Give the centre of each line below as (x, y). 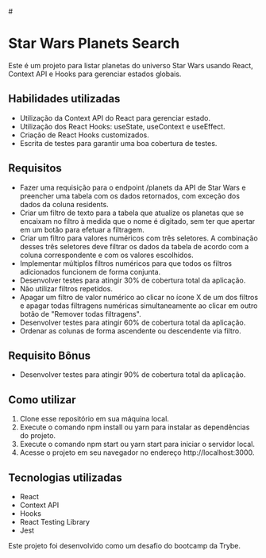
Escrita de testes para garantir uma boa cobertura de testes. (118, 143)
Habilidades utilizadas (64, 99)
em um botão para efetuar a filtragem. (82, 229)
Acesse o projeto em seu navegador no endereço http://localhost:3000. (137, 452)
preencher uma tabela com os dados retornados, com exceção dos (130, 196)
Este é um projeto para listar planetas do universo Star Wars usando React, (131, 65)
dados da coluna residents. (64, 204)
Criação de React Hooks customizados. (84, 135)
